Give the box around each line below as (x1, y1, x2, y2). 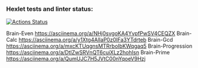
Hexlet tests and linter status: (6, 5, 93, 13)
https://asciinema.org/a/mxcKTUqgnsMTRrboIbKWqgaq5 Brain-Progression (6, 42, 193, 50)
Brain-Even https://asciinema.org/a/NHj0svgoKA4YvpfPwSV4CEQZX (6, 30, 175, 37)
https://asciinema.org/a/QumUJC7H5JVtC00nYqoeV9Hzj (6, 55, 146, 63)
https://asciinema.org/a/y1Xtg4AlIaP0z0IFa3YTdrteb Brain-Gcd (18, 36, 174, 44)
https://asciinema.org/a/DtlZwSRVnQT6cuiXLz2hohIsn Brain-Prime (6, 49, 170, 56)
